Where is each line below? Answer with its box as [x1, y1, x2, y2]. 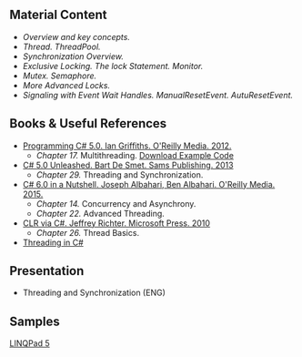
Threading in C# [22, 237, 84, 248]
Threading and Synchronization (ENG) [22, 287, 166, 299]
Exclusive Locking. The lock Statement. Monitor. [22, 60, 204, 71]
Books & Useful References [9, 116, 167, 131]
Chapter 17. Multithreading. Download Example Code [35, 149, 235, 160]
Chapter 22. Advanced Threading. [35, 208, 166, 219]
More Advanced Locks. [22, 79, 111, 90]
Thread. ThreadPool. [22, 41, 102, 52]
